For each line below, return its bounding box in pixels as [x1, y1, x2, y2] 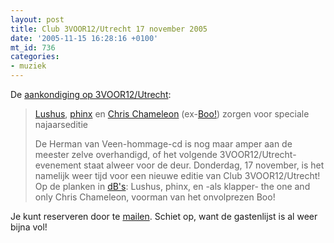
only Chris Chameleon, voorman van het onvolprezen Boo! [34, 191, 276, 203]
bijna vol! [10, 221, 48, 233]
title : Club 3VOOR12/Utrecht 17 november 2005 [10, 24, 208, 34]
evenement [34, 159, 82, 171]
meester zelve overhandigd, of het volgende [34, 149, 218, 160]
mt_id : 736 [10, 42, 56, 53]
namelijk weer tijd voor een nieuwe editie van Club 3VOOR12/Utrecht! [34, 170, 321, 181]
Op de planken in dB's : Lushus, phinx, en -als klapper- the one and [34, 181, 311, 192]
